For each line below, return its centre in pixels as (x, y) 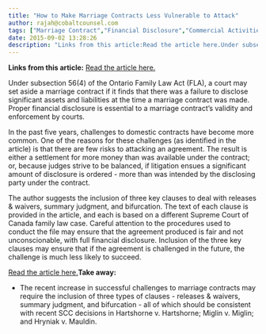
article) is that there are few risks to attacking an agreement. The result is (128, 149)
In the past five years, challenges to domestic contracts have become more (131, 132)
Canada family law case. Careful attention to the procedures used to (120, 224)
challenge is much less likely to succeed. (75, 257)
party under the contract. (49, 182)
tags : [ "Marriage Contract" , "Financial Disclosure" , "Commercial (116, 30)
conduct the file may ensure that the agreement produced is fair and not (126, 232)
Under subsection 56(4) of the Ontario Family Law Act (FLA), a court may (128, 83)
